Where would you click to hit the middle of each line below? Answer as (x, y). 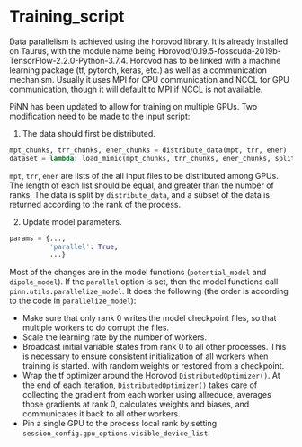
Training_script (67, 17)
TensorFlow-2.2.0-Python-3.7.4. (69, 60)
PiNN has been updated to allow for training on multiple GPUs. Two (133, 106)
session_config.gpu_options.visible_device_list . (116, 433)
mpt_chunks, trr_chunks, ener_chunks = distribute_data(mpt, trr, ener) (148, 150)
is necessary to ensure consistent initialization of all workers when (145, 356)
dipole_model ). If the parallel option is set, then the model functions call (144, 282)
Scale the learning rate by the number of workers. (115, 337)
